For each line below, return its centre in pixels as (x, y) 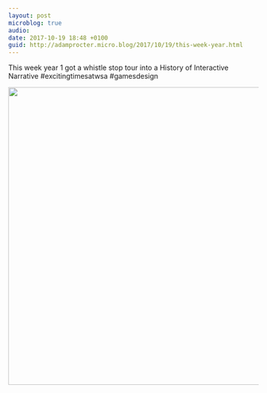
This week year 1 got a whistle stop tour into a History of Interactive (118, 67)
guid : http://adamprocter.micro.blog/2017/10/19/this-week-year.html (126, 45)
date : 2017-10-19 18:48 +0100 (58, 38)
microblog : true (35, 23)
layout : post (30, 15)
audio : (19, 30)
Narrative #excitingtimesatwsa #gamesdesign (83, 76)
